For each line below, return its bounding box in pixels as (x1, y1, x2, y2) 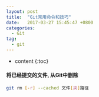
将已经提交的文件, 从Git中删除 (6, 72, 78, 79)
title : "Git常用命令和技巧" (6, 14, 72, 20)
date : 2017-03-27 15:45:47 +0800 (6, 19, 94, 25)
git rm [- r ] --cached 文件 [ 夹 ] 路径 (6, 85, 90, 91)
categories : (6, 25, 35, 31)
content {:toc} (14, 57, 49, 65)
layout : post (6, 8, 38, 15)
